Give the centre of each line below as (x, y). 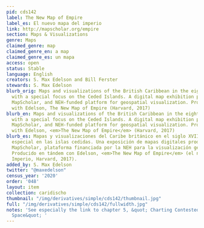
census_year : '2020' (32, 176)
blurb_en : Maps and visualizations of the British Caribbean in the (95, 114)
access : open (23, 63)
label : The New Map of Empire (45, 18)
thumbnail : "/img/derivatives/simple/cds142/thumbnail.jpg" (84, 198)
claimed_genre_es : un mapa (40, 57)
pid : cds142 (21, 12)
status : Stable (25, 68)
